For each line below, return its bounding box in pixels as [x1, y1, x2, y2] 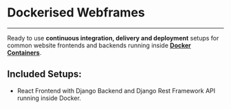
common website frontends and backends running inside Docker [7, 41, 191, 49]
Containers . [7, 48, 42, 56]
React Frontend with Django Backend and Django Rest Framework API [16, 86, 216, 95]
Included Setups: [7, 69, 82, 80]
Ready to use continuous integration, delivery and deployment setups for [7, 34, 219, 42]
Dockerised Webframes [7, 5, 146, 21]
